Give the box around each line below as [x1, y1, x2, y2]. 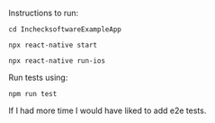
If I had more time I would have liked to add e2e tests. [8, 105, 207, 116]
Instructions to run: [8, 8, 79, 18]
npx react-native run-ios [8, 57, 105, 66]
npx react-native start [8, 40, 98, 49]
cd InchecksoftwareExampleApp [8, 25, 122, 34]
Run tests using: [8, 72, 68, 83]
